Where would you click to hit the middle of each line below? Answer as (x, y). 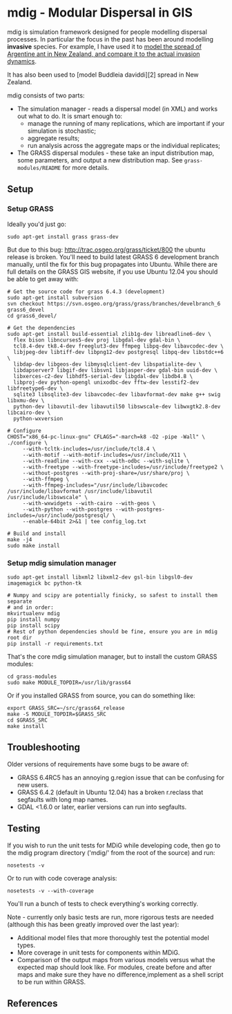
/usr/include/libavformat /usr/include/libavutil (80, 491)
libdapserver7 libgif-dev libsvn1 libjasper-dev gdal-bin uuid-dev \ (115, 370)
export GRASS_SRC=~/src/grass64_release (66, 708)
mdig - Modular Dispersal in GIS (100, 13)
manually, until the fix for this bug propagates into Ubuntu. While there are (112, 264)
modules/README (39, 168)
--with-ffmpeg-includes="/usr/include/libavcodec (95, 485)
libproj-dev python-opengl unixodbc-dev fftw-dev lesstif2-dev (106, 382)
